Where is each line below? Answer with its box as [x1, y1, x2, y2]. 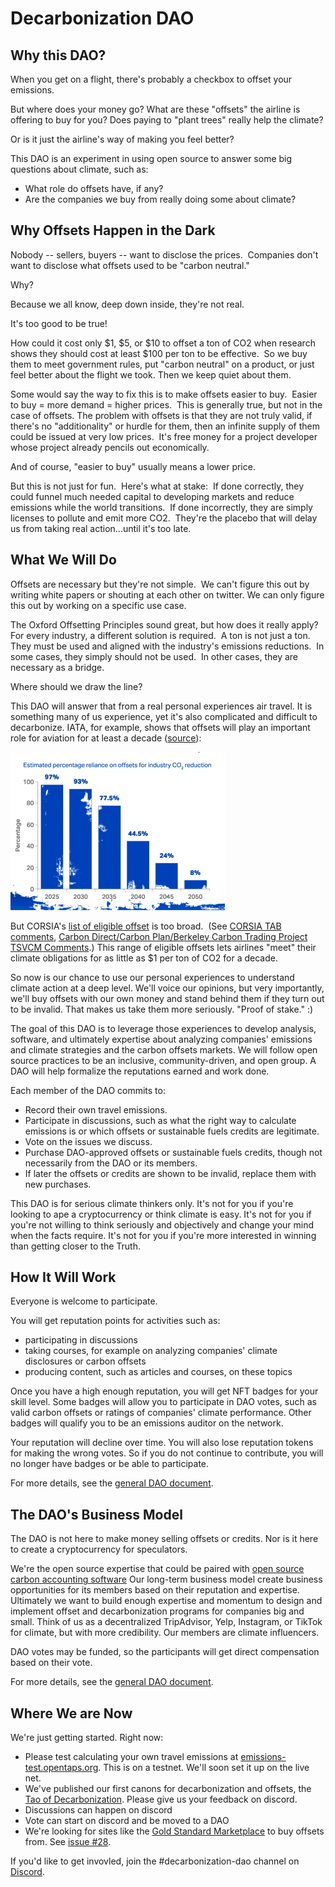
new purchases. [24, 1178, 92, 1190]
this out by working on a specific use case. [10, 599, 187, 611]
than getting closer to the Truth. [10, 1240, 141, 1252]
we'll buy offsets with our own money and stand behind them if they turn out [10, 992, 325, 1004]
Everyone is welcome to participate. [10, 1295, 158, 1307]
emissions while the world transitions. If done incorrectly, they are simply [10, 501, 313, 513]
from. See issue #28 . [24, 1836, 112, 1848]
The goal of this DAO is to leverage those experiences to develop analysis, [10, 1022, 317, 1034]
